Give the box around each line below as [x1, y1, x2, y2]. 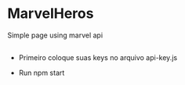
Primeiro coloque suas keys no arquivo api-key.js [18, 53, 178, 62]
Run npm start [18, 68, 65, 78]
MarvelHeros [7, 5, 94, 23]
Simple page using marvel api [7, 30, 103, 40]
